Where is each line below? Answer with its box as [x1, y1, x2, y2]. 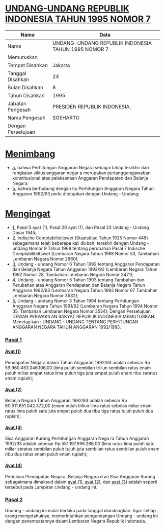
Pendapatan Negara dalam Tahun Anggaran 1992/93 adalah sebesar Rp [5, 359, 151, 365]
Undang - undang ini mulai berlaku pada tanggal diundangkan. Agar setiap [5, 507, 156, 513]
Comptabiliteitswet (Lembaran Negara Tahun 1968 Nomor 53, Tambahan [12, 250, 159, 257]
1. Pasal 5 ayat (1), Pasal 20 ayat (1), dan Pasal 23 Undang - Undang [12, 224, 149, 230]
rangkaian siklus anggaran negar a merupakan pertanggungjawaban [12, 170, 151, 176]
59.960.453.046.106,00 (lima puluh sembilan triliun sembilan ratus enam [5, 365, 151, 371]
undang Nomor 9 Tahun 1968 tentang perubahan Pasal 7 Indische [12, 245, 145, 251]
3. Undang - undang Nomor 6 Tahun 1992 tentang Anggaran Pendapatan [12, 261, 160, 267]
